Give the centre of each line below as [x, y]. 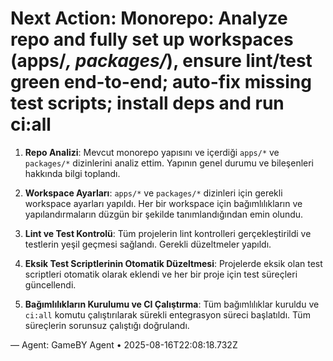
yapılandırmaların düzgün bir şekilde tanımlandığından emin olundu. [164, 214]
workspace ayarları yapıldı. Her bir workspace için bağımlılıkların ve [163, 203]
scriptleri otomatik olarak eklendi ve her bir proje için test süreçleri [161, 274]
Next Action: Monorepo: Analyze [149, 18]
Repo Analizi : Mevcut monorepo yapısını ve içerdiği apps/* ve [152, 152]
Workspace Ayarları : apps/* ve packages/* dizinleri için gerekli [153, 193]
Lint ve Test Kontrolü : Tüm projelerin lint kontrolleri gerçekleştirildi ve [168, 233]
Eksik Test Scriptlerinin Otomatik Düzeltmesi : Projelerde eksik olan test [173, 263]
